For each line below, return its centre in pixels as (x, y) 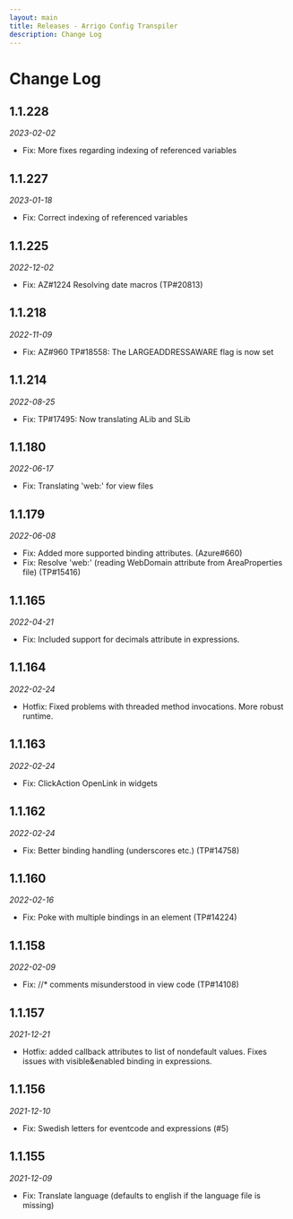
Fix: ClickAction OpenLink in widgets (90, 783)
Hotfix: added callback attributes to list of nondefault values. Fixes (144, 1051)
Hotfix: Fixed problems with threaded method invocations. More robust (153, 706)
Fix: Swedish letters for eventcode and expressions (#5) (125, 1128)
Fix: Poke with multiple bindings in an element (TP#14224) (129, 917)
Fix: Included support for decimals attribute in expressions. (131, 640)
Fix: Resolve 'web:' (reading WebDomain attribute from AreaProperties (152, 563)
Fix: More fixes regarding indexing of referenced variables (129, 151)
